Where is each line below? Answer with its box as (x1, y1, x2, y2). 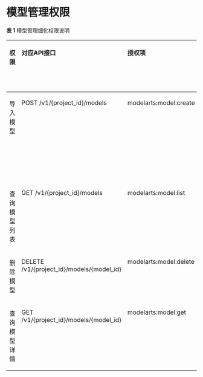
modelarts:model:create (127, 98, 195, 107)
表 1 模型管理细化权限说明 (6, 27, 70, 34)
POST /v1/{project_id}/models (21, 98, 107, 107)
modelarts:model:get (127, 308, 186, 316)
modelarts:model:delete (127, 257, 195, 266)
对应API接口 (21, 48, 56, 57)
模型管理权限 (6, 5, 71, 19)
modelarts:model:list (127, 188, 185, 197)
